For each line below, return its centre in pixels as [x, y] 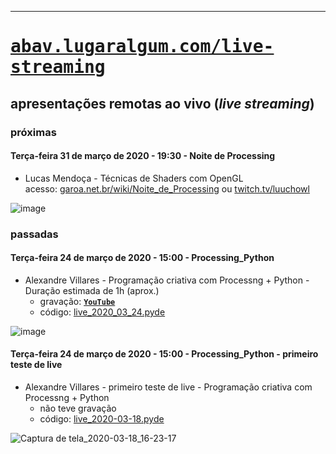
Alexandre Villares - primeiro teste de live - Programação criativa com [168, 387]
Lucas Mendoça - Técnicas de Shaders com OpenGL [134, 178]
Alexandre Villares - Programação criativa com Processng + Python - [167, 280]
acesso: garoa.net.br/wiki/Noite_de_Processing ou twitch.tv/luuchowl [167, 188]
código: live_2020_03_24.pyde [102, 312]
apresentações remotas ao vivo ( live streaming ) [162, 103]
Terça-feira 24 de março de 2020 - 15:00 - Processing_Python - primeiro [164, 354]
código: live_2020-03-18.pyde [102, 419]
